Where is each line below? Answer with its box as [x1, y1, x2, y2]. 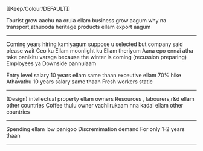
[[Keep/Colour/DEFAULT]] [6, 5, 71, 12]
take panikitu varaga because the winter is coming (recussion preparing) [6, 54, 187, 60]
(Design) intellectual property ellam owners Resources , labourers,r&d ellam [6, 95, 195, 102]
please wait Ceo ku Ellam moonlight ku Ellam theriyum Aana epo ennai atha [6, 47, 193, 54]
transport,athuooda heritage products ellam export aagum [6, 24, 151, 30]
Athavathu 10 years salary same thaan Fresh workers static [6, 78, 153, 85]
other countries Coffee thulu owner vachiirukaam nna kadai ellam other [6, 102, 183, 109]
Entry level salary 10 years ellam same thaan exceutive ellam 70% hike [6, 72, 181, 79]
